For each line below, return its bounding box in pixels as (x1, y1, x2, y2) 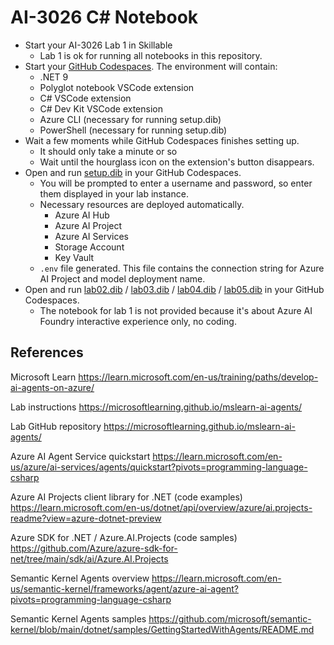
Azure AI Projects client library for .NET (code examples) (10, 491, 243, 503)
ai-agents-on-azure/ (10, 381, 95, 393)
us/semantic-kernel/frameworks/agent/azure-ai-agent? (10, 582, 239, 595)
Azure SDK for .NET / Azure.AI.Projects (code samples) (10, 531, 238, 543)
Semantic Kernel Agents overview (10, 572, 150, 584)
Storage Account (54, 241, 125, 253)
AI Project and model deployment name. (39, 272, 206, 285)
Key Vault (54, 251, 95, 263)
